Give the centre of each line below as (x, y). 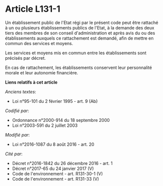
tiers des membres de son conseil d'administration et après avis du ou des (80, 33)
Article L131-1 (33, 9)
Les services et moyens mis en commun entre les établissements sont (76, 53)
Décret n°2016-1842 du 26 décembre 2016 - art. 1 (62, 163)
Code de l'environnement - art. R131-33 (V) (56, 179)
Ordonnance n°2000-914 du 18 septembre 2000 (61, 120)
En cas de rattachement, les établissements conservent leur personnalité (79, 68)
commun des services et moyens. (39, 43)
